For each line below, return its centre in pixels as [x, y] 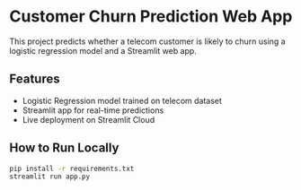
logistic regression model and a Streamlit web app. [103, 50]
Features [35, 79]
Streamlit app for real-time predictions [93, 110]
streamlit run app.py [50, 177]
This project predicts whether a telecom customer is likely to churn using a [147, 41]
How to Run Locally [64, 148]
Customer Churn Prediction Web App [151, 17]
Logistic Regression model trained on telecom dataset [122, 100]
